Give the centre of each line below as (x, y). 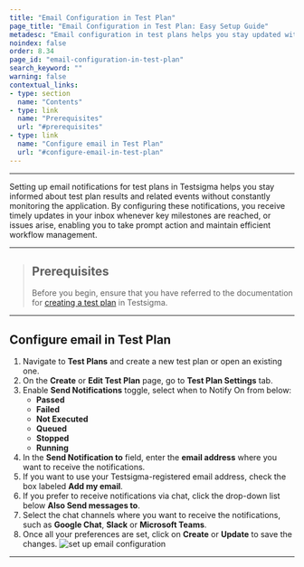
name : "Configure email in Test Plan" (91, 144)
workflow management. (53, 234)
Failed (48, 410)
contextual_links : (44, 85)
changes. (40, 544)
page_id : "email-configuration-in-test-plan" (96, 60)
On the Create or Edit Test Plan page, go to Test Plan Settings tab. (147, 381)
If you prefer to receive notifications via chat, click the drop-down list (151, 496)
